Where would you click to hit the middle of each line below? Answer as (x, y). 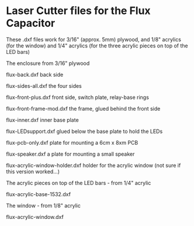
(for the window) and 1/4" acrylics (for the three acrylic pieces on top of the (97, 46)
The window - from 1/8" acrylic (43, 206)
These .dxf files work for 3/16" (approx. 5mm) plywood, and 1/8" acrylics (93, 39)
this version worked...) (33, 172)
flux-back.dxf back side (35, 74)
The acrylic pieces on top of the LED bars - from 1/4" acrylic (79, 183)
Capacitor (31, 23)
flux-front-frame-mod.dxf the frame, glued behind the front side (83, 108)
